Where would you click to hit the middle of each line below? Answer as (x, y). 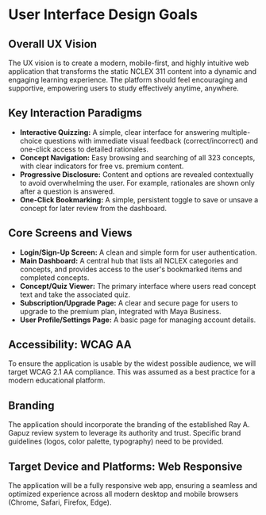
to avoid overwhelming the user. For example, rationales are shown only (137, 183)
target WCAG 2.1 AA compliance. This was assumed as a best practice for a (132, 372)
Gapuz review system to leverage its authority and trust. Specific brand (125, 433)
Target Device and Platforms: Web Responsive (125, 466)
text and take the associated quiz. (75, 294)
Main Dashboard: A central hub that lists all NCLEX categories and (129, 260)
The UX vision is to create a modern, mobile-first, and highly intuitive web (129, 63)
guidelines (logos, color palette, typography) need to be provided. (116, 441)
